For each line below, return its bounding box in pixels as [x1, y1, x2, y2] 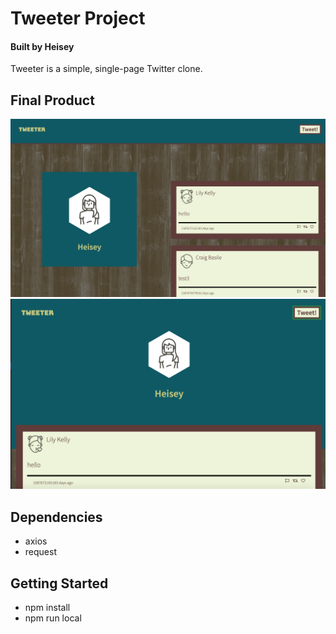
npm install [24, 601, 71, 613]
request [24, 546, 57, 558]
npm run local [24, 612, 82, 624]
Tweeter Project [10, 7, 146, 30]
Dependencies [10, 508, 103, 526]
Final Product [10, 92, 95, 109]
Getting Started [10, 575, 109, 592]
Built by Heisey [10, 40, 75, 52]
